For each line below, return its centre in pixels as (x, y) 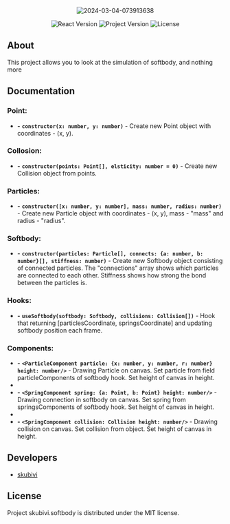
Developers (32, 458)
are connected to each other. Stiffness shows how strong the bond (112, 275)
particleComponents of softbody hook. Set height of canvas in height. (116, 377)
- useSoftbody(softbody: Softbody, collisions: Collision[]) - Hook (116, 315)
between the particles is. (52, 283)
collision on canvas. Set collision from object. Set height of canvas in (114, 429)
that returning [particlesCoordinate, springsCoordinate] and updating (115, 323)
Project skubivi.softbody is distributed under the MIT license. (93, 512)
